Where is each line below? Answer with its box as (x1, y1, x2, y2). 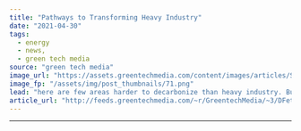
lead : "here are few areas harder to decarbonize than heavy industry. (9, 87, 282, 96)
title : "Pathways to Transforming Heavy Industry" (9, 12, 202, 22)
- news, (17, 46, 47, 55)
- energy (17, 37, 50, 47)
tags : (9, 29, 30, 38)
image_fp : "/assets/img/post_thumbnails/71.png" (9, 79, 194, 88)
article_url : (9, 95, 58, 105)
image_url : (9, 71, 50, 80)
